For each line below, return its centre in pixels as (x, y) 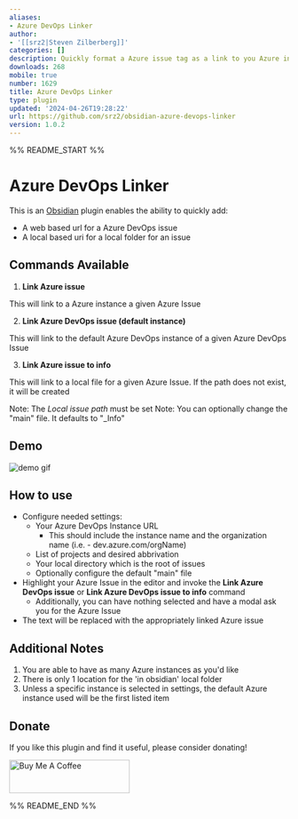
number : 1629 (33, 83)
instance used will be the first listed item (96, 698)
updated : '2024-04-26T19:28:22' (69, 108)
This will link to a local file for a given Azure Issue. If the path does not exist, (148, 382)
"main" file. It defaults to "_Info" (67, 417)
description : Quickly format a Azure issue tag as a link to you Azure (144, 59)
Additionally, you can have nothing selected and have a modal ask (156, 601)
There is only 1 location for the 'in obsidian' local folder (122, 680)
